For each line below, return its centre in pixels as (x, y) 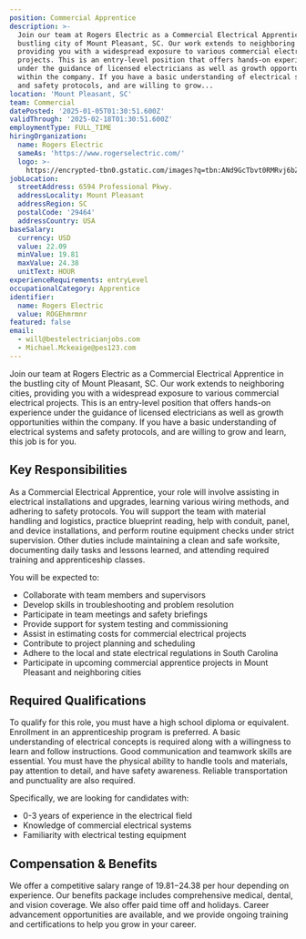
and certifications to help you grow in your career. (103, 924)
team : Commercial (42, 102)
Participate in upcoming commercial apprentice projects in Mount (145, 662)
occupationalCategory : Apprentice (75, 288)
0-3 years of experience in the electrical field (107, 816)
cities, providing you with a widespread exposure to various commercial (144, 393)
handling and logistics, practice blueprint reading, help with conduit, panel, (149, 520)
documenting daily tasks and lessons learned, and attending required (139, 550)
